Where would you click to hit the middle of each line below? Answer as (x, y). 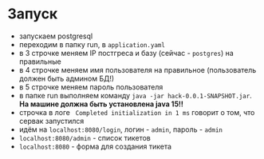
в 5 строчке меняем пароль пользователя (91, 87)
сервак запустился (51, 121)
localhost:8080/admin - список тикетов (85, 137)
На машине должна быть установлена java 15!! (101, 104)
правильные (40, 62)
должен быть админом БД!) (67, 78)
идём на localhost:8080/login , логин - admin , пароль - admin (120, 129)
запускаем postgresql (56, 36)
